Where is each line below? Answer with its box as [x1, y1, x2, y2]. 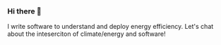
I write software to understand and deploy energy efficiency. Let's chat [7, 22, 214, 31]
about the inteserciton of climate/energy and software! [7, 30, 166, 38]
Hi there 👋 [7, 6, 42, 16]
